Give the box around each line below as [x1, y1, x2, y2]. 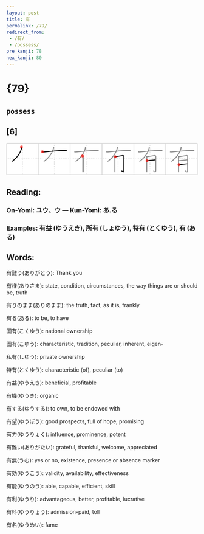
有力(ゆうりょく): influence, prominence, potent [6, 431, 126, 438]
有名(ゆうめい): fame [6, 521, 58, 529]
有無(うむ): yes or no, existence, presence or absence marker [6, 457, 160, 464]
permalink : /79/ [6, 23, 47, 29]
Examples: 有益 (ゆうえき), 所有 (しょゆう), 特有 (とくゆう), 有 [6, 224, 186, 232]
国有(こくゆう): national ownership [6, 327, 93, 335]
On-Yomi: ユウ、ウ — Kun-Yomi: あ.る [6, 206, 118, 215]
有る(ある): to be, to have [6, 314, 69, 322]
